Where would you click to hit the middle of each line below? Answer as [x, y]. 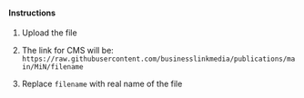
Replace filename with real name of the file [102, 84]
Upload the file [50, 33]
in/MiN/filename [52, 67]
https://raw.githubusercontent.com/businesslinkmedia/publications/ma [158, 59]
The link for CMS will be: [68, 51]
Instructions [32, 13]
